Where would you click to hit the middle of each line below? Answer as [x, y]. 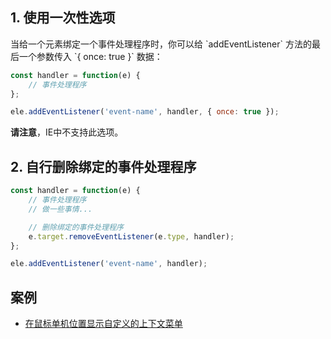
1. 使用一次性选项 [63, 18]
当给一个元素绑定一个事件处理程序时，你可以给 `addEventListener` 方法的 [161, 44]
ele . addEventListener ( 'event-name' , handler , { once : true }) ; [145, 112]
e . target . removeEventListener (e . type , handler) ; [131, 236]
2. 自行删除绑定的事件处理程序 [103, 166]
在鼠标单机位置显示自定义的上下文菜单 [103, 324]
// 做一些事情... [60, 209]
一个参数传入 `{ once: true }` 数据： [90, 56]
